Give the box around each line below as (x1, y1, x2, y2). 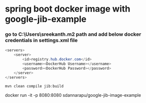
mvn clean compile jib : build (5, 84, 64, 88)
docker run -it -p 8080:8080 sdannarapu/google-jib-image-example (5, 92, 141, 98)
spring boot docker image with (5, 3, 131, 15)
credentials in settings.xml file (5, 37, 78, 44)
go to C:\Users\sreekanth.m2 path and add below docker (5, 31, 142, 38)
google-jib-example (5, 14, 87, 25)
